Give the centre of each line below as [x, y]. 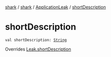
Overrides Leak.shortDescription [38, 49]
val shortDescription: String [36, 40]
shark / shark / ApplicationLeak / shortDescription [55, 7]
